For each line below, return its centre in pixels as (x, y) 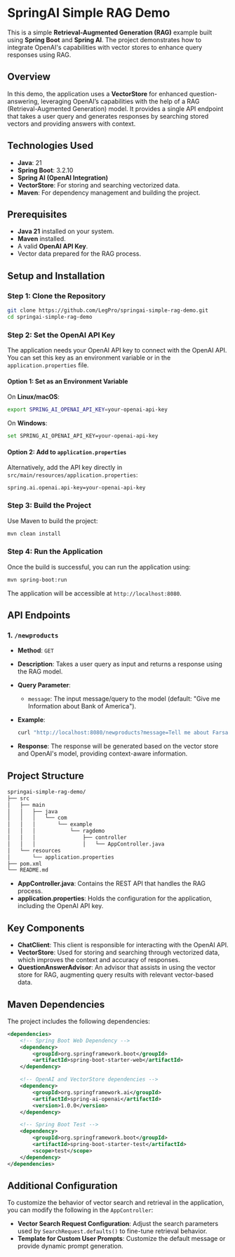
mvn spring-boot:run (38, 580)
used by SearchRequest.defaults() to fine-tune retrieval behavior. (112, 1231)
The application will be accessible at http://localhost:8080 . (95, 593)
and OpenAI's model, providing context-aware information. (102, 753)
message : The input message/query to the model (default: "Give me (124, 699)
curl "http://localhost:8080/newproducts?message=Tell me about (113, 733)
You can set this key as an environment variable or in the (89, 358)
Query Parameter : (44, 685)
